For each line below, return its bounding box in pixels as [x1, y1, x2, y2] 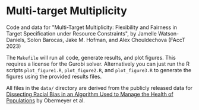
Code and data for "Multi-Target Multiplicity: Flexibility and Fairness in [6, 24, 177, 31]
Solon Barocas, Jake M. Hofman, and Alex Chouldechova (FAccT [27, 36, 186, 43]
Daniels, [6, 36, 26, 43]
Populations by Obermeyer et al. [6, 96, 85, 104]
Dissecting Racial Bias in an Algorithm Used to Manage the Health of [6, 90, 173, 98]
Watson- [158, 30, 179, 37]
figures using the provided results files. [6, 73, 102, 80]
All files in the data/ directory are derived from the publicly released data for [6, 84, 193, 91]
